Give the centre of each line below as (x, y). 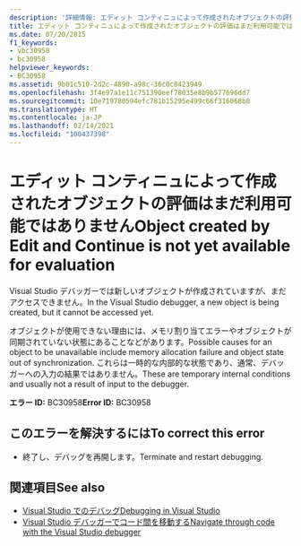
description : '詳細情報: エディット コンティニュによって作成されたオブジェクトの (146, 17)
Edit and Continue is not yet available (150, 246)
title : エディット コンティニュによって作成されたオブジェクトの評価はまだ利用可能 (145, 26)
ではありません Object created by (148, 226)
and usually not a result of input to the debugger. (99, 384)
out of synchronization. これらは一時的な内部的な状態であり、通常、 (135, 362)
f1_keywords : (34, 43)
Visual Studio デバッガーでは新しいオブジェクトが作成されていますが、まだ (148, 290)
